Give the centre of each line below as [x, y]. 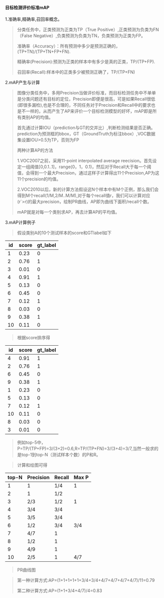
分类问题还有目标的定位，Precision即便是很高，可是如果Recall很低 [88, 99]
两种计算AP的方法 [35, 150]
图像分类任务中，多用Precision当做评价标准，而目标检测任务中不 [82, 93]
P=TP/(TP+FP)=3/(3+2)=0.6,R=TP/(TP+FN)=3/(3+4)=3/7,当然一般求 [85, 449]
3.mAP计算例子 [20, 222]
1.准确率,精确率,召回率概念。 [34, 19]
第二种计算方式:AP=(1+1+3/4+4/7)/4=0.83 [59, 591]
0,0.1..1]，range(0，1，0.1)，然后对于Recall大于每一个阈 [96, 167]
